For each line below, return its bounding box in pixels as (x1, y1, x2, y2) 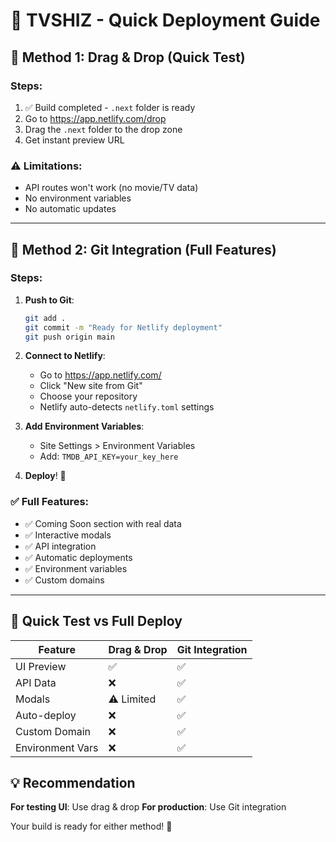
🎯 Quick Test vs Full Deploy (10, 613, 183, 630)
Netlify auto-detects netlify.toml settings (39, 401, 215, 413)
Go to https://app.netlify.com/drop (24, 112, 167, 124)
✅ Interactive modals (24, 529, 112, 541)
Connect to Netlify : (24, 350, 106, 362)
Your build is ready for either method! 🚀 (10, 820, 173, 833)
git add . (24, 313, 67, 323)
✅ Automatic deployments (24, 551, 133, 563)
